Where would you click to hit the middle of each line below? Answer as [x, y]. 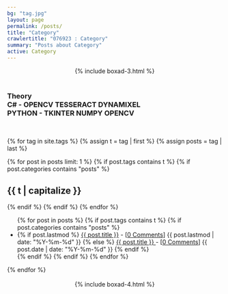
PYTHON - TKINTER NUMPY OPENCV [71, 113]
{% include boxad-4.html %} [115, 284]
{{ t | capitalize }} [44, 190]
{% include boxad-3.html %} [115, 71]
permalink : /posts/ [35, 26]
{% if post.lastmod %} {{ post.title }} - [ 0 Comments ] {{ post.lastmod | [115, 235]
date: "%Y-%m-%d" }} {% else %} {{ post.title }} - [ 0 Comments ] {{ [112, 242]
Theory [19, 96]
